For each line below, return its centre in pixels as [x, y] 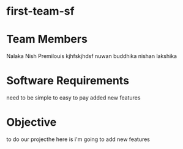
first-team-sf [40, 11]
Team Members [47, 39]
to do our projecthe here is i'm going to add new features [78, 139]
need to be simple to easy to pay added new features [73, 98]
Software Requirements [68, 81]
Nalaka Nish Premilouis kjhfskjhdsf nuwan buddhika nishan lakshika [92, 56]
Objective [32, 122]
